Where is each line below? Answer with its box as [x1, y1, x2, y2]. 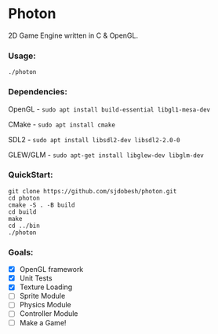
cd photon [8, 194, 41, 202]
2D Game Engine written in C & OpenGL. [8, 31, 139, 40]
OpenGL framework [19, 265, 84, 274]
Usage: [8, 50, 37, 61]
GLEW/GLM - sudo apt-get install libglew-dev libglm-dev [8, 150, 204, 160]
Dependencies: [8, 86, 68, 97]
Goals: [8, 247, 34, 258]
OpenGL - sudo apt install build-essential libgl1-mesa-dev [8, 104, 211, 114]
